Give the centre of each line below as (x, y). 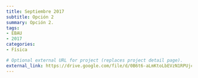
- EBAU (14, 33)
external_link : (25, 66)
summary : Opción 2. (30, 22)
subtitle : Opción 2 (30, 17)
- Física (17, 50)
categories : (21, 45)
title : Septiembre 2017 (35, 11)
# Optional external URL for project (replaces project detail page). (95, 60)
